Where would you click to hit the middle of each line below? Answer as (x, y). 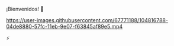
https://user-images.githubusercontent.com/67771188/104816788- (87, 20)
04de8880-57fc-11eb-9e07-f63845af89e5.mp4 (65, 26)
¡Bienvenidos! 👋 (25, 9)
